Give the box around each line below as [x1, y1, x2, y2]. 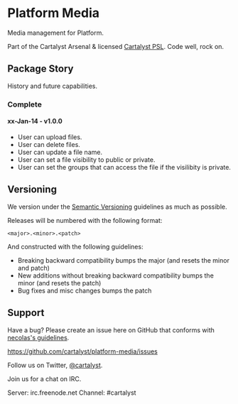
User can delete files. [17, 140, 80, 148]
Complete [7, 99, 43, 109]
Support [7, 307, 45, 319]
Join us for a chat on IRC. [7, 374, 82, 383]
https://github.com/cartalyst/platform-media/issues [7, 346, 158, 356]
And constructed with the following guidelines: [7, 242, 144, 251]
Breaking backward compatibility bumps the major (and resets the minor [17, 256, 229, 264]
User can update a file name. [17, 148, 103, 156]
